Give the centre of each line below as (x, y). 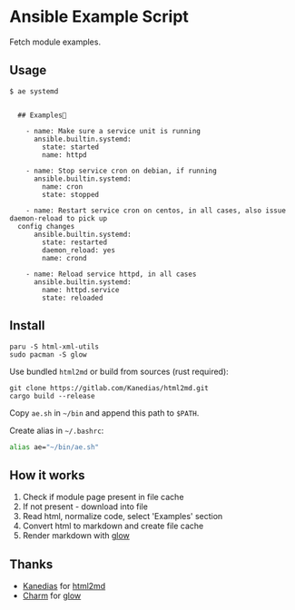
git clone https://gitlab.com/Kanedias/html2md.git (109, 388)
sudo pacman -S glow (49, 354)
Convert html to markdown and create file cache (113, 526)
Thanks (31, 564)
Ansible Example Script (99, 17)
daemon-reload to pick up (58, 218)
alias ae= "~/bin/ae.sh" (54, 447)
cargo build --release (52, 396)
